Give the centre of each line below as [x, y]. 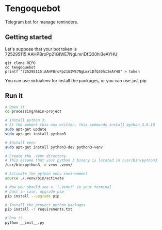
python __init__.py [25, 223]
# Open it [15, 107]
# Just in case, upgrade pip [34, 192]
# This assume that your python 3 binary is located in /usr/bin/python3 [81, 160]
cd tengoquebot [20, 67]
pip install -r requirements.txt [39, 210]
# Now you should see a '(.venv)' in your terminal [58, 187]
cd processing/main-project [33, 112]
